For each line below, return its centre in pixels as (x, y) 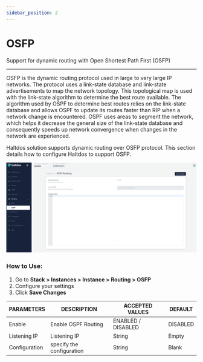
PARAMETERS (27, 309)
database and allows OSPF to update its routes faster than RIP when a (93, 110)
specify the (64, 344)
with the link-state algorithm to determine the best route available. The (94, 97)
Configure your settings (44, 286)
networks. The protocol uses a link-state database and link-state (86, 84)
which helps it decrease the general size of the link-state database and (95, 123)
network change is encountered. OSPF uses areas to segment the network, (100, 116)
